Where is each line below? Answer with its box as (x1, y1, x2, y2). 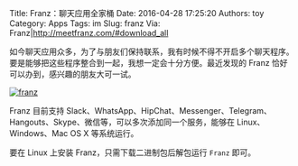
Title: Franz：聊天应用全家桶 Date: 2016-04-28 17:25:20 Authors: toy (9, 8, 265, 18)
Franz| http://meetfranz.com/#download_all (9, 28, 169, 38)
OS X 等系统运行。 (70, 128, 139, 138)
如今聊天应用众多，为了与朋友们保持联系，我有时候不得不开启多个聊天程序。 (9, 46, 294, 57)
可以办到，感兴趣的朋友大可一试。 (9, 69, 136, 79)
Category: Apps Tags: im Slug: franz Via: (9, 18, 161, 29)
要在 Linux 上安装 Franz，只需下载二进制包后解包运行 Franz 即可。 (9, 147, 256, 158)
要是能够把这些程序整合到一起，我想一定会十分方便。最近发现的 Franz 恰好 (9, 58, 288, 68)
